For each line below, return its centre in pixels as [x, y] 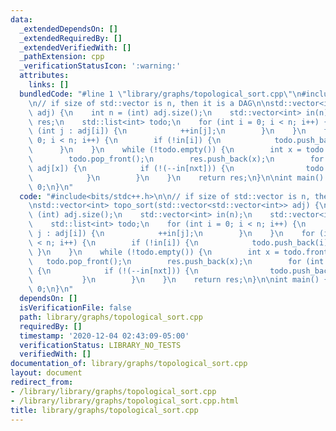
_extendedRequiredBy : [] [71, 38]
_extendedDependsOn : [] [68, 29]
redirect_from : [42, 382]
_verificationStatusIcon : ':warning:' [100, 66]
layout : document [46, 373]
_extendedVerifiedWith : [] [75, 47]
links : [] [49, 85]
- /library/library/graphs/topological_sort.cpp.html [125, 401]
